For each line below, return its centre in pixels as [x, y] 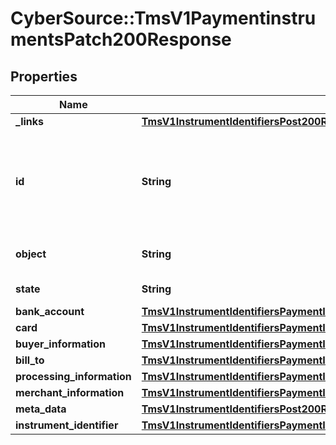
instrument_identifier [67, 425]
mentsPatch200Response [121, 39]
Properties [44, 76]
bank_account [50, 311]
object [31, 254]
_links [30, 121]
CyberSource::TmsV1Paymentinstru [163, 18]
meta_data [41, 409]
